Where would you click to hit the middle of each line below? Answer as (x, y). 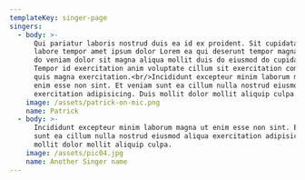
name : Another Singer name (77, 161)
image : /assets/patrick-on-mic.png (93, 102)
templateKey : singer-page (58, 18)
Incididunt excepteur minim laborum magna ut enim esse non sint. (162, 128)
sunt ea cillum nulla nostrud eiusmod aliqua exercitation (147, 136)
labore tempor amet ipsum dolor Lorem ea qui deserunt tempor (153, 52)
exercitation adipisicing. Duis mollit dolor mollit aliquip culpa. (166, 94)
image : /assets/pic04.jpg (75, 153)
